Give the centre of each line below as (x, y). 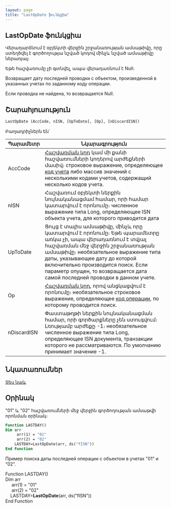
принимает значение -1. (76, 352)
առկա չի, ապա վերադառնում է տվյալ (96, 239)
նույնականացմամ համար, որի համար (97, 199)
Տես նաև (16, 382)
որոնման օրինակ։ (27, 416)
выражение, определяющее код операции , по (102, 298)
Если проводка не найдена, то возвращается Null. (60, 94)
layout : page (19, 10)
